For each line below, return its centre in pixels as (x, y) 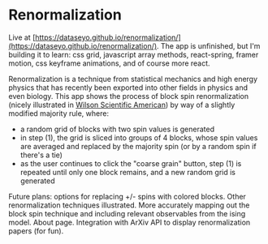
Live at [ (22, 37)
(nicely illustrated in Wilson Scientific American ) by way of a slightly (122, 105)
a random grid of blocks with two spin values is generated (117, 129)
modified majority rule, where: (59, 113)
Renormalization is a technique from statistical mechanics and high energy (133, 79)
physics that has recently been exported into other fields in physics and (128, 88)
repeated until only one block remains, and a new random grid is (128, 172)
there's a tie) (41, 155)
